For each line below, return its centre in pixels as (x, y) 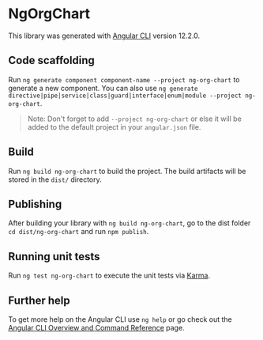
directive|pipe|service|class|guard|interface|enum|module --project (125, 96)
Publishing (35, 204)
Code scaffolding (51, 60)
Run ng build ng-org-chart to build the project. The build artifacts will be (127, 171)
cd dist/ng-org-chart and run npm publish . (79, 232)
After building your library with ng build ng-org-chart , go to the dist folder (130, 223)
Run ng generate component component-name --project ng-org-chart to (124, 79)
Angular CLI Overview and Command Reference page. (96, 328)
